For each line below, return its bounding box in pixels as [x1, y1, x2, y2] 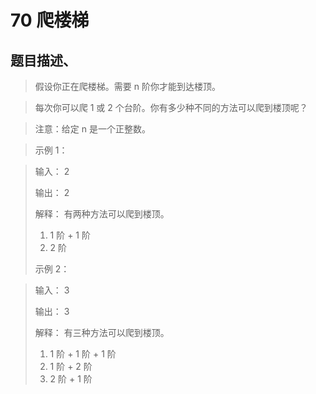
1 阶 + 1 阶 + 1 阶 [49, 348, 117, 360]
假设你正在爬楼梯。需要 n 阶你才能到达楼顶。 [34, 81, 221, 92]
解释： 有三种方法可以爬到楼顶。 [34, 327, 170, 338]
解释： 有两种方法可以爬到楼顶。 [34, 208, 170, 220]
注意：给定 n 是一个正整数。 [34, 123, 151, 135]
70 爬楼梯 [10, 9, 90, 32]
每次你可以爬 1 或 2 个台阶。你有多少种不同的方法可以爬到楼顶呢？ [34, 102, 308, 113]
